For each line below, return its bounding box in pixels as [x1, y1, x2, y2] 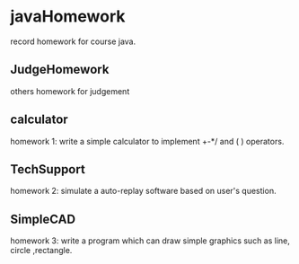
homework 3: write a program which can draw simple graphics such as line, [10, 235, 291, 246]
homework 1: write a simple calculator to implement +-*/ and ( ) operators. [10, 136, 285, 146]
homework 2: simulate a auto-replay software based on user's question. [10, 186, 277, 197]
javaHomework [10, 6, 126, 27]
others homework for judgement [10, 85, 130, 96]
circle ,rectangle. [10, 245, 73, 256]
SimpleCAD [10, 211, 75, 226]
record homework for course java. [10, 36, 136, 47]
